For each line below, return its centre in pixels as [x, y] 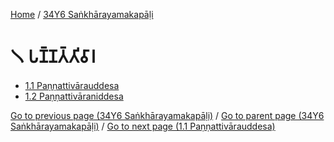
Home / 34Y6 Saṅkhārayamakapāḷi [82, 14]
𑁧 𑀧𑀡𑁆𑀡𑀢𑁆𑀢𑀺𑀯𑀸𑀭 [53, 56]
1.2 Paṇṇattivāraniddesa [74, 96]
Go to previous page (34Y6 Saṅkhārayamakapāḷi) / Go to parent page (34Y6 [167, 115]
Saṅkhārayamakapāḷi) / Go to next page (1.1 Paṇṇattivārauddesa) [143, 126]
